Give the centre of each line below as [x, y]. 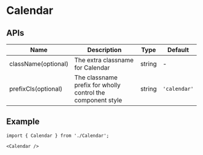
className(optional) [39, 64]
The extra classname [104, 60]
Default [178, 50]
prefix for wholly [98, 85]
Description [105, 50]
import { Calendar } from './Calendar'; [58, 136]
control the [90, 93]
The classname [96, 77]
